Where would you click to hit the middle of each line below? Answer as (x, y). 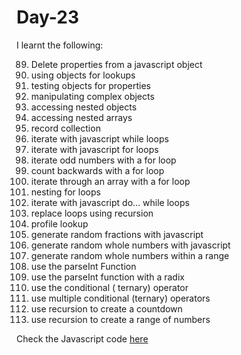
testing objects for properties (90, 85)
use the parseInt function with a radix (107, 277)
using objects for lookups (83, 75)
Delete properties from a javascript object (116, 64)
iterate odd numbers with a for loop (103, 160)
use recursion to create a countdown (106, 308)
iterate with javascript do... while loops (110, 202)
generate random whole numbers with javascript (130, 245)
